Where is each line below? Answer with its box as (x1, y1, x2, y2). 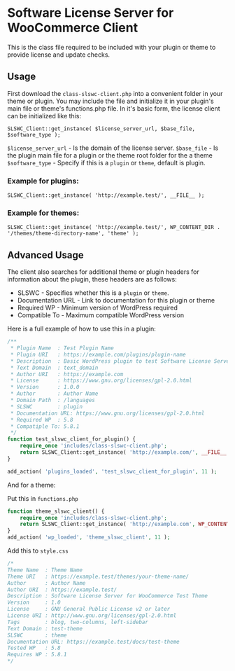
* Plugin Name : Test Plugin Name (10, 345, 114, 352)
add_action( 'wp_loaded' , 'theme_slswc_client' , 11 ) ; (7, 534, 171, 541)
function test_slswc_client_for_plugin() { (7, 436, 136, 443)
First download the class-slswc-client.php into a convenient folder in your (7, 89, 223, 97)
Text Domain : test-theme (7, 625, 83, 632)
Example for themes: (7, 208, 80, 218)
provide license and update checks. (7, 50, 111, 59)
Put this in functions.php (7, 494, 78, 502)
